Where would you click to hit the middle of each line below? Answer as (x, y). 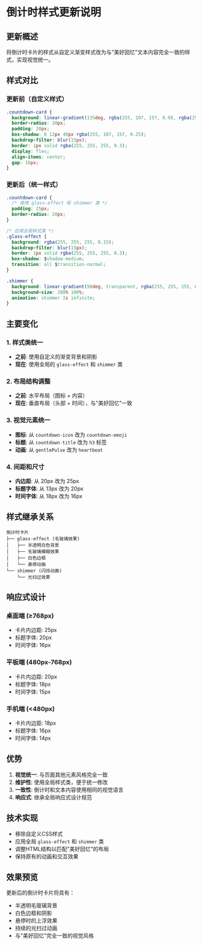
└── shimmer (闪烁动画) (34, 570)
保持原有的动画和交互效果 (47, 856)
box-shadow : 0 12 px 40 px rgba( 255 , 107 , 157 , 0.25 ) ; (79, 134)
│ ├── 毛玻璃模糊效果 (33, 552)
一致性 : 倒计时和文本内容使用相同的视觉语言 (69, 789)
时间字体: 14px (33, 738)
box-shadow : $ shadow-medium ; (48, 259)
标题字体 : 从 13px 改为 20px (49, 488)
